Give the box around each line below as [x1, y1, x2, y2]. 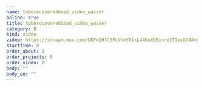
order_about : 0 [6, 48, 45, 55]
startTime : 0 [6, 43, 39, 49]
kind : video [6, 31, 36, 38]
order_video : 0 [6, 59, 45, 65]
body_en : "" [6, 71, 36, 77]
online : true [6, 15, 39, 21]
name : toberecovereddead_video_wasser [6, 8, 104, 15]
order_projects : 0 [6, 54, 53, 60]
